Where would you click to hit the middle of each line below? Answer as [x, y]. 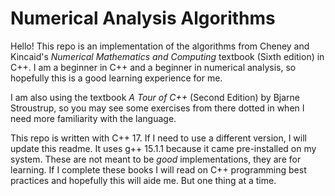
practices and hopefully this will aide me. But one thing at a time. [143, 180]
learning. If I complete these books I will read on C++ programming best [158, 169]
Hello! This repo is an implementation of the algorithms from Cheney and [160, 46]
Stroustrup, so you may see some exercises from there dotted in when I [157, 108]
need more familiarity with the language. [93, 118]
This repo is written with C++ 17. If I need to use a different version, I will [158, 138]
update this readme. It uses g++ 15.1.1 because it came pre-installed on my [163, 148]
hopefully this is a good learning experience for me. [116, 78]
